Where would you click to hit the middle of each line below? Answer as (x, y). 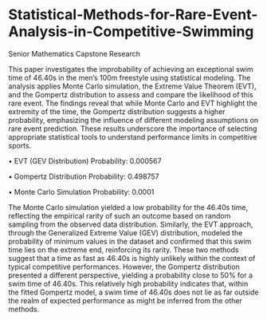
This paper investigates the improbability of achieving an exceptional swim (131, 69)
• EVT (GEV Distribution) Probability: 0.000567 (85, 160)
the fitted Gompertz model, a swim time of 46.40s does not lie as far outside (133, 292)
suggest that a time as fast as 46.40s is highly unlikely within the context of (132, 258)
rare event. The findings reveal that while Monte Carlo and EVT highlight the (133, 103)
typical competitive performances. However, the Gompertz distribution (124, 267)
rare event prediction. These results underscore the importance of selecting (133, 128)
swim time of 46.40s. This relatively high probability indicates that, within (128, 283)
